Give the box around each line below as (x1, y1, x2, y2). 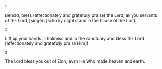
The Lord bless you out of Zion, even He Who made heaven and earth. (5, 58, 145, 64)
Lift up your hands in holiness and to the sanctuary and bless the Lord (5, 36, 144, 41)
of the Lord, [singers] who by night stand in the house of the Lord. (5, 18, 137, 23)
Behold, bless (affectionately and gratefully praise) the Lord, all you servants (5, 13, 157, 18)
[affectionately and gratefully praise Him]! (5, 41, 88, 46)
